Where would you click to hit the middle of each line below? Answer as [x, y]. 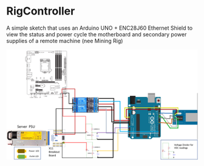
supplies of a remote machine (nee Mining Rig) [65, 41]
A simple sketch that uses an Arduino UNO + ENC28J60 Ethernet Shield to [100, 28]
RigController [41, 11]
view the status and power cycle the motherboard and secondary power [97, 34]
